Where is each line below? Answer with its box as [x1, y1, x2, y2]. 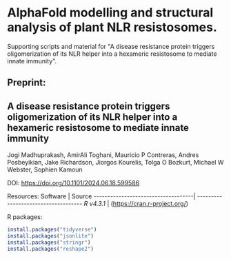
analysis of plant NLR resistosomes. [7, 19, 217, 35]
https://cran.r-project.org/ [112, 200, 186, 208]
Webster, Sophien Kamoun [7, 165, 83, 174]
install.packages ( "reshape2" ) [7, 245, 94, 252]
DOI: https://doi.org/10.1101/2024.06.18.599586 [7, 179, 140, 187]
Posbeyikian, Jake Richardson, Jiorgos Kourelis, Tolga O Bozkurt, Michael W [7, 158, 224, 167]
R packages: [7, 213, 43, 221]
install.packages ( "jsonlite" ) [7, 233, 94, 240]
